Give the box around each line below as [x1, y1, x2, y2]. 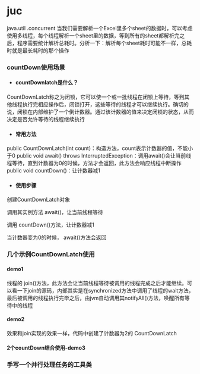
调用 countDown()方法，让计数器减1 [7, 221, 94, 228]
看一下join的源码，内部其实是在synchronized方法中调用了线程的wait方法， [11, 287, 194, 294]
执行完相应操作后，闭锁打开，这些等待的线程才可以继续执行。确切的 [22, 101, 189, 108]
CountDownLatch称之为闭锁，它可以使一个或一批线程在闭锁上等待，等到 [7, 93, 185, 100]
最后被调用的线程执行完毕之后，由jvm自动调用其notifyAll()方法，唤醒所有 [7, 294, 185, 301]
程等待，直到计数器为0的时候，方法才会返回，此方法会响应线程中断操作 [7, 159, 182, 167]
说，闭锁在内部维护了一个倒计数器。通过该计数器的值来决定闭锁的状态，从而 [7, 108, 194, 115]
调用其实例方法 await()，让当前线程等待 [7, 209, 103, 216]
